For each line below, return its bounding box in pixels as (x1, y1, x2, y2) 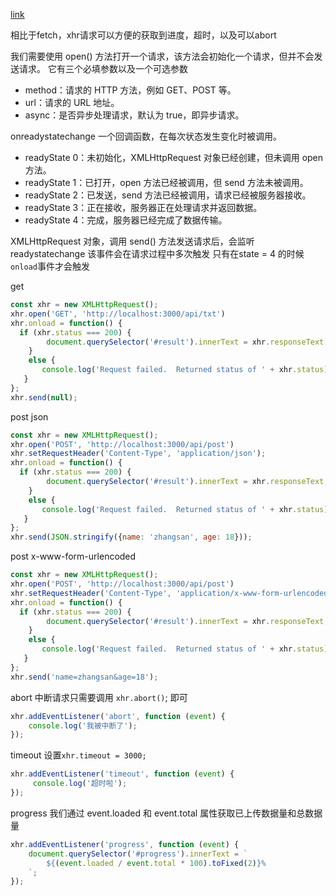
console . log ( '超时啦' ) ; (32, 779, 128, 789)
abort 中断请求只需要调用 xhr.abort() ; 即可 (10, 691, 188, 703)
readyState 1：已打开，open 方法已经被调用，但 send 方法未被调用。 (24, 177, 309, 188)
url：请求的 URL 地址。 (24, 97, 120, 108)
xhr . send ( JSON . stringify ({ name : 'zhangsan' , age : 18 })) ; (10, 532, 253, 543)
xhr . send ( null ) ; (10, 392, 78, 403)
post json (10, 410, 49, 423)
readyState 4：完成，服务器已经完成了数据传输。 (24, 214, 228, 226)
